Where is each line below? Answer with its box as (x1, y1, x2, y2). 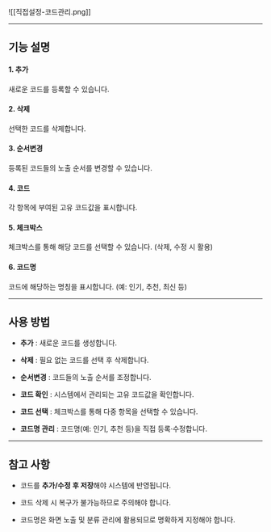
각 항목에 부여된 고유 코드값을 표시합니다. (8, 203, 138, 213)
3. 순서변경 (8, 144, 43, 154)
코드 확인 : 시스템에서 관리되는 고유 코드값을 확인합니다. (19, 390, 194, 399)
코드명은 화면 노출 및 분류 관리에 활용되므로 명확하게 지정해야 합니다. (19, 515, 236, 525)
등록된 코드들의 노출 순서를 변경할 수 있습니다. (8, 163, 153, 172)
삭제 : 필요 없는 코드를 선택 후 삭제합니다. (19, 355, 149, 365)
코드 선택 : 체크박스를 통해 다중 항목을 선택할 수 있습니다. (19, 407, 198, 416)
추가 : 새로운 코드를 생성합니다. (19, 338, 118, 348)
